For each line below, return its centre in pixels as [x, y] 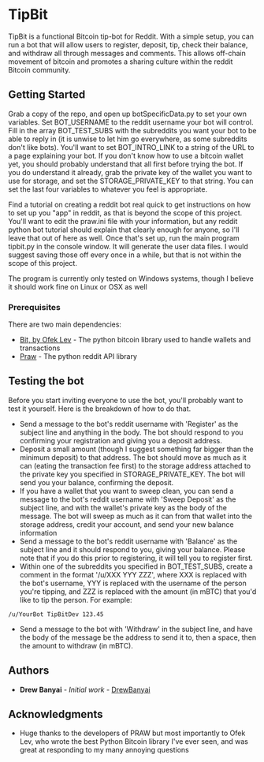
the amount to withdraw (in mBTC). [76, 645]
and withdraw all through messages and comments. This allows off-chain [127, 53]
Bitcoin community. [39, 69]
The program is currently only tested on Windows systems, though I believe [131, 278]
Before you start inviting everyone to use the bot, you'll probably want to [126, 400]
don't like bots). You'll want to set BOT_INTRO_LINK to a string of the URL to [131, 147]
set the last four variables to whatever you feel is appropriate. [108, 189]
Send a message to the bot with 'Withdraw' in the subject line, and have [136, 629]
